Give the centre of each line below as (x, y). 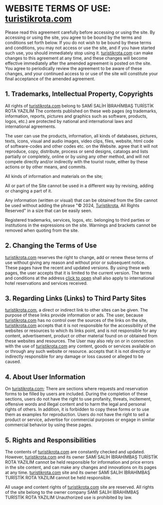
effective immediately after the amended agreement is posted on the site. (78, 63)
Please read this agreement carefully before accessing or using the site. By (80, 32)
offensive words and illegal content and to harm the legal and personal (75, 404)
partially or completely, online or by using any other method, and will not (77, 157)
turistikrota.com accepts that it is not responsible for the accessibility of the (81, 326)
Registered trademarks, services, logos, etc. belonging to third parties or (78, 220)
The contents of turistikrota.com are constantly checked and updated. (75, 452)
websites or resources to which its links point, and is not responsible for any (81, 331)
